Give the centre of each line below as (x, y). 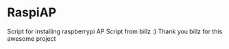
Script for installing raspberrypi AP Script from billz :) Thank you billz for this (115, 31)
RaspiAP (32, 13)
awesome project (32, 38)
